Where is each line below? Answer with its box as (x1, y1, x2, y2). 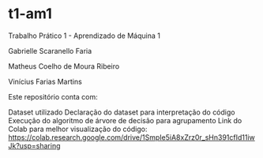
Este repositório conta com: (8, 92, 99, 101)
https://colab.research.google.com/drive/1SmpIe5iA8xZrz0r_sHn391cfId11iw (8, 132, 255, 142)
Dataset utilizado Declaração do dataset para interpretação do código (8, 107, 235, 117)
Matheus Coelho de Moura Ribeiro (8, 61, 120, 71)
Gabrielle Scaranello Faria (8, 46, 92, 55)
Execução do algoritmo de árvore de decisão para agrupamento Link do (8, 115, 242, 125)
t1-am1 (8, 5, 53, 23)
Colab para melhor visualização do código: (8, 124, 148, 134)
